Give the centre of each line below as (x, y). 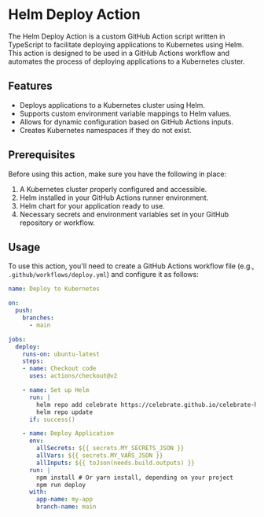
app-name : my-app (64, 500)
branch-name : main (66, 507)
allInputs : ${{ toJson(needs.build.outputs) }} (115, 463)
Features (30, 86)
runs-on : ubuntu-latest (61, 354)
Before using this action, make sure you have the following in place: (117, 174)
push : (24, 311)
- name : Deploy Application (68, 434)
